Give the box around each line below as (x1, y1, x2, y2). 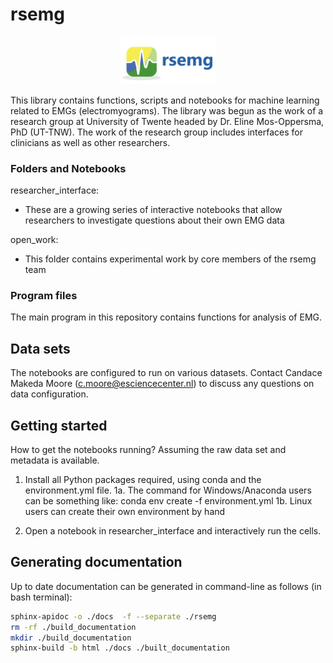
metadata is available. (10, 454, 100, 467)
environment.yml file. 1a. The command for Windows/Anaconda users (24, 484, 312, 497)
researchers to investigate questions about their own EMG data (24, 214, 285, 227)
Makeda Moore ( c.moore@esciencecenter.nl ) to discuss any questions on (10, 378, 315, 390)
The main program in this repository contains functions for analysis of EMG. (10, 311, 323, 323)
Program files (10, 289, 78, 303)
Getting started (10, 417, 108, 434)
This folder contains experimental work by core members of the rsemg (24, 253, 317, 265)
